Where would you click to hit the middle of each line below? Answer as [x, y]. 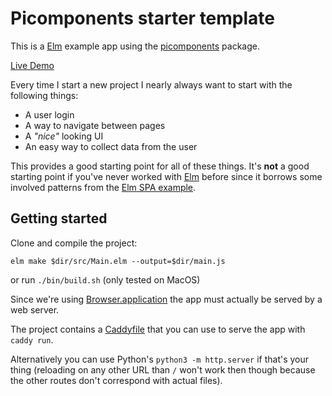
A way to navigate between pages [95, 125]
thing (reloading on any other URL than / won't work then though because [163, 369]
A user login [49, 114]
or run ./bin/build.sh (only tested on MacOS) [105, 279]
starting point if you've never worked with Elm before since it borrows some [166, 176]
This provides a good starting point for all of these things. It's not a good [160, 166]
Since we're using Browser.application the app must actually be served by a [166, 299]
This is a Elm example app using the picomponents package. [135, 46]
